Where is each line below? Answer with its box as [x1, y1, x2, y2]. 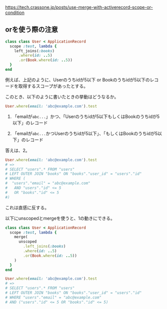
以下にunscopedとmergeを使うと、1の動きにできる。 [5, 215, 115, 221]
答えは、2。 [5, 147, 30, 153]
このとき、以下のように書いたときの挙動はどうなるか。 [5, 93, 119, 99]
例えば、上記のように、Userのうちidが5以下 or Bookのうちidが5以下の [5, 76, 150, 82]
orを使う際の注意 [5, 25, 58, 34]
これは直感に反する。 [5, 204, 49, 211]
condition [5, 10, 25, 16]
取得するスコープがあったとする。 [18, 83, 88, 89]
